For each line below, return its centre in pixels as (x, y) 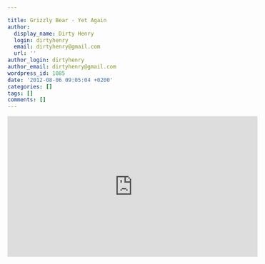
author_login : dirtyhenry (46, 60)
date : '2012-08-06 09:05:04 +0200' (60, 80)
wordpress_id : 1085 (36, 73)
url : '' (25, 54)
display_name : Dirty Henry (54, 34)
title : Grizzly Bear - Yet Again (57, 20)
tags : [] (20, 93)
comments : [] (27, 100)
